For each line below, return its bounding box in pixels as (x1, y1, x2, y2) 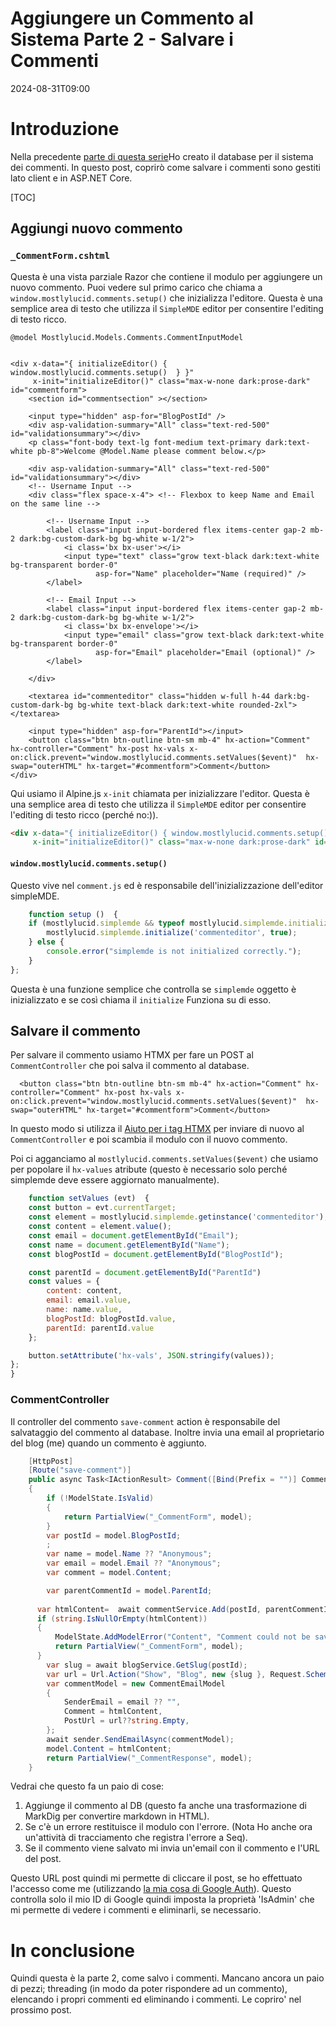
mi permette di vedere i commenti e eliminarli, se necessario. (10, 1904, 262, 1916)
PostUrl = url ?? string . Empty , (63, 1716, 190, 1726)
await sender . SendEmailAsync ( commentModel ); (46, 1734, 235, 1744)
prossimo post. (10, 2004, 72, 2016)
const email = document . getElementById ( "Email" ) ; (28, 1230, 240, 1241)
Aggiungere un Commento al (10, 7, 254, 30)
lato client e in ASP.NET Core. (10, 172, 133, 184)
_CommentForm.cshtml (10, 250, 111, 262)
